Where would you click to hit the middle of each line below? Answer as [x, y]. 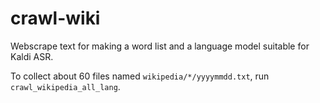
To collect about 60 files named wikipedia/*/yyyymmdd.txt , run [140, 76]
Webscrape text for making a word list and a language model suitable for [160, 46]
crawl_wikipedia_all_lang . [65, 86]
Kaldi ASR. [32, 56]
